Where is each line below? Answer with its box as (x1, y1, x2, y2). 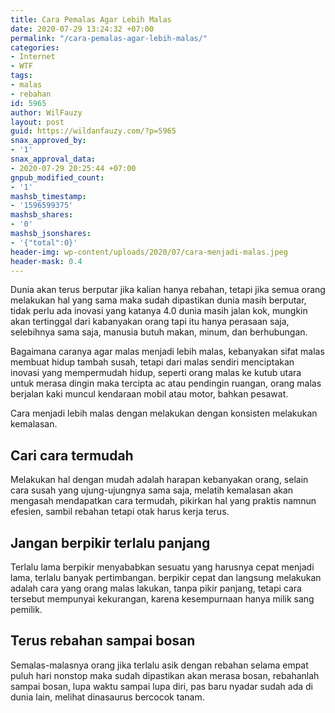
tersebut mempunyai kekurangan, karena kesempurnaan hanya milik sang (10, 593, 315, 605)
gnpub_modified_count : (10, 172, 105, 183)
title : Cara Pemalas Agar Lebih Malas (10, 14, 172, 25)
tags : (10, 71, 33, 81)
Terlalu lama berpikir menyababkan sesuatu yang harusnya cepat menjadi (10, 561, 315, 573)
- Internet (10, 52, 56, 62)
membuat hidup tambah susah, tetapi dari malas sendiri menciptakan (10, 356, 295, 368)
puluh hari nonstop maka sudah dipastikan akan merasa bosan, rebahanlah (10, 669, 320, 681)
